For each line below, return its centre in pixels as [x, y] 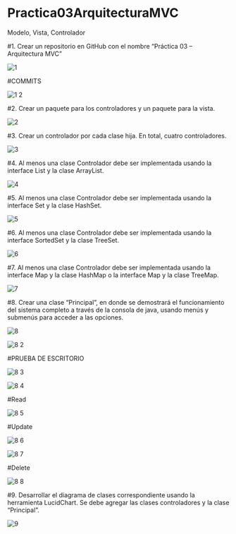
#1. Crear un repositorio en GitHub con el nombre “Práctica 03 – [100, 46]
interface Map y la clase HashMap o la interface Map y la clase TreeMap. [113, 275]
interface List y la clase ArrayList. [56, 170]
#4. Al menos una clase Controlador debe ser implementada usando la [110, 163]
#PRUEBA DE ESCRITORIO [46, 358]
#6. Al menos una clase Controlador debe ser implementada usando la [110, 232]
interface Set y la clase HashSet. [55, 205]
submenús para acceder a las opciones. [66, 317]
